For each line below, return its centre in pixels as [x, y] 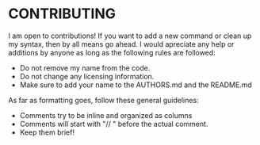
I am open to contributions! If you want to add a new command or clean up [130, 36]
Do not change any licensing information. [87, 76]
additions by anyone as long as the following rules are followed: [112, 52]
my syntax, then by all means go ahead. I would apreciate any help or [121, 44]
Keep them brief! [47, 132]
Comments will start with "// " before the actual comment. [114, 124]
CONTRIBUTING [62, 14]
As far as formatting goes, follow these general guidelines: [104, 100]
